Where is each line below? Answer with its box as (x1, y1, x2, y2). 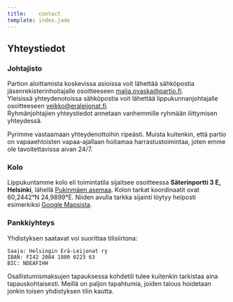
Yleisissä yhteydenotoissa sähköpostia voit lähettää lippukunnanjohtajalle (7, 94, 218, 103)
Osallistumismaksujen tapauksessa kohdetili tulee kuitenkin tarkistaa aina (7, 272, 218, 280)
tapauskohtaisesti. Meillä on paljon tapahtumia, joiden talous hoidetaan (7, 279, 212, 287)
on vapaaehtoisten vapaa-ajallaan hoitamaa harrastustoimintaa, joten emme (7, 138, 226, 146)
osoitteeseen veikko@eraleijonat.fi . (7, 102, 108, 110)
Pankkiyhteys (7, 218, 55, 228)
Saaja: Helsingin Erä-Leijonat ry (7, 247, 108, 254)
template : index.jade (7, 17, 71, 24)
